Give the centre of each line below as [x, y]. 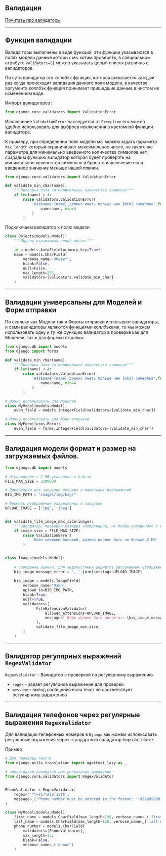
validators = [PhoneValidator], [54, 831]
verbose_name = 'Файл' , [45, 586]
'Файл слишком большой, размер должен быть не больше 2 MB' [95, 540]
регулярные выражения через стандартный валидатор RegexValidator [80, 740]
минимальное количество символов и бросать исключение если [74, 162]
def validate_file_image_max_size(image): [49, 521]
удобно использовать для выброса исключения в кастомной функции [79, 127]
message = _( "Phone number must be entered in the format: [74, 799]
